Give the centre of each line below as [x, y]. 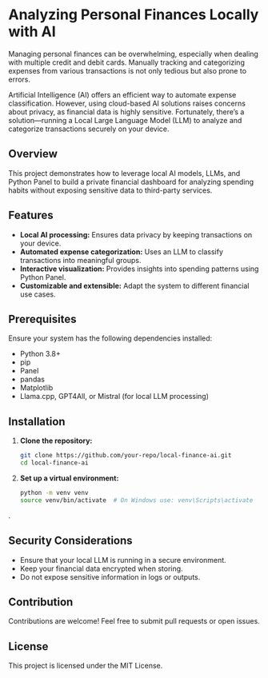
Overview [33, 154]
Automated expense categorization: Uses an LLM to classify [122, 251]
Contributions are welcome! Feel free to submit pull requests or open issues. [134, 621]
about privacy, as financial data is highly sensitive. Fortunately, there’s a [126, 112]
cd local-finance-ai [54, 463]
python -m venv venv [54, 493]
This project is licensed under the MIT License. [86, 666]
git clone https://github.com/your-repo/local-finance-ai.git [126, 456]
